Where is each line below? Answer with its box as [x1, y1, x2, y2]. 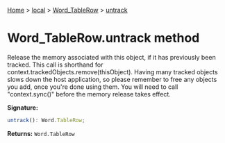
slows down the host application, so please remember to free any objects [7, 75, 217, 83]
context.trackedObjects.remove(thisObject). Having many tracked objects [7, 67, 218, 76]
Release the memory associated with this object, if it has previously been [7, 53, 217, 61]
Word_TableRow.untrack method [7, 31, 200, 46]
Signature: [7, 103, 38, 112]
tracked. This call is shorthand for [7, 60, 103, 69]
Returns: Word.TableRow [7, 129, 75, 137]
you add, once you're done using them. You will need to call [7, 83, 178, 91]
